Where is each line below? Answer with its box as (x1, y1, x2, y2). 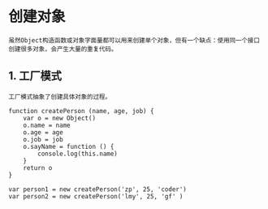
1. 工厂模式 (8, 69, 63, 83)
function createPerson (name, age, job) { (8, 107, 154, 115)
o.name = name (23, 121, 71, 129)
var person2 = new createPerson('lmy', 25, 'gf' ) (8, 192, 184, 200)
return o (23, 163, 53, 172)
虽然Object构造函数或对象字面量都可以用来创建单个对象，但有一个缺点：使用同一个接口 (8, 36, 260, 45)
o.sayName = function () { (23, 142, 115, 150)
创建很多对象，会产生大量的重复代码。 (8, 45, 118, 53)
